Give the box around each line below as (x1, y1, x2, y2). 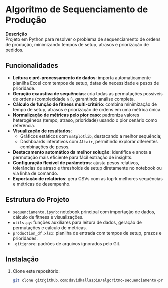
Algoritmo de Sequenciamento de (5, 4, 148, 15)
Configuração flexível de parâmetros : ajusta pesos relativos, (12, 159, 139, 166)
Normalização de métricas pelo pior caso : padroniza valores (12, 112, 139, 118)
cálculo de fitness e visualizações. (12, 214, 84, 220)
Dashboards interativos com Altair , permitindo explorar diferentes (20, 138, 158, 144)
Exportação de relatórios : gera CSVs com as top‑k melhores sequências (12, 175, 163, 181)
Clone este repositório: (12, 268, 60, 274)
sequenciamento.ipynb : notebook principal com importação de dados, (12, 209, 156, 215)
